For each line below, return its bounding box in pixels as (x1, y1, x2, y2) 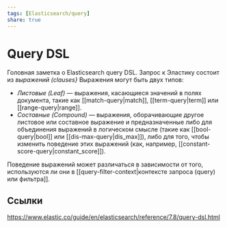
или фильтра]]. (7, 175, 50, 183)
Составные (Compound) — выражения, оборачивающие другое (16, 111, 204, 119)
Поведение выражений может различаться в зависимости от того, (7, 160, 204, 168)
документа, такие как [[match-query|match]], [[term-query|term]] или (16, 97, 219, 105)
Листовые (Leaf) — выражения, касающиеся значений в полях (16, 89, 202, 97)
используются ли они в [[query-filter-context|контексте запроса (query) (7, 168, 216, 176)
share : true (7, 16, 41, 23)
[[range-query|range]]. (16, 103, 82, 112)
